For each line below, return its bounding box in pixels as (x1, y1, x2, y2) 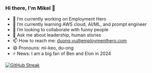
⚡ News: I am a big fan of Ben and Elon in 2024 (12, 50, 111, 57)
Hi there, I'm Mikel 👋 (5, 5, 56, 12)
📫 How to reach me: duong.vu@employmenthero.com (12, 38, 127, 44)
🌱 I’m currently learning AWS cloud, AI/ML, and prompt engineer (12, 21, 147, 27)
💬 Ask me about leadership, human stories (12, 32, 101, 38)
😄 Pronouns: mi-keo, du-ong (12, 45, 74, 51)
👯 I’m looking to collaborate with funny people (12, 27, 109, 33)
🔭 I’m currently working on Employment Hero (12, 16, 106, 22)
